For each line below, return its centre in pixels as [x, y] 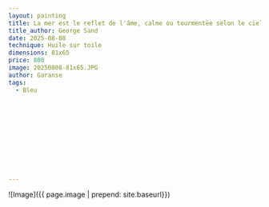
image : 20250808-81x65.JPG [53, 68]
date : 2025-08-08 [37, 38]
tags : [17, 82]
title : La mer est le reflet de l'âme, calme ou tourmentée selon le [127, 23]
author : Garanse [35, 75]
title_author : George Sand [53, 30]
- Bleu [26, 90]
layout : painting [37, 16]
